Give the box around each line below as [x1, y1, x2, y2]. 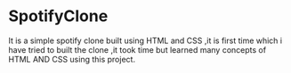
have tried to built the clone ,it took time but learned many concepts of [8, 44, 267, 55]
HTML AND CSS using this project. [8, 54, 135, 64]
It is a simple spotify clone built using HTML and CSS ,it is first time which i [8, 35, 282, 46]
